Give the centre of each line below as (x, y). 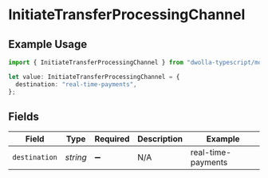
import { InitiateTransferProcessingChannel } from (96, 62)
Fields (24, 116)
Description (160, 139)
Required (112, 139)
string (76, 157)
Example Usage (48, 44)
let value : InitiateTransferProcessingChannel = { (94, 77)
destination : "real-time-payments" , (76, 84)
